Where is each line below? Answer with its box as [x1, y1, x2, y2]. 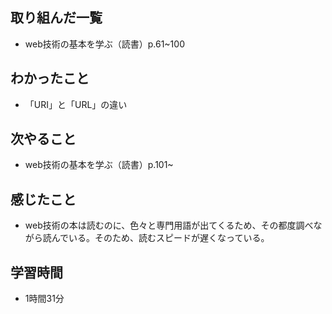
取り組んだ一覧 [10, 9, 103, 27]
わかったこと [10, 70, 90, 87]
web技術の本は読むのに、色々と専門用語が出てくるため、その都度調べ [24, 219, 314, 232]
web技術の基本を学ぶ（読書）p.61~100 [24, 38, 185, 50]
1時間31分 [24, 293, 65, 305]
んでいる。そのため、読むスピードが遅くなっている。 [51, 232, 270, 244]
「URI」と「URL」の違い [24, 98, 128, 110]
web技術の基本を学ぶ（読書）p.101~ [24, 159, 174, 171]
